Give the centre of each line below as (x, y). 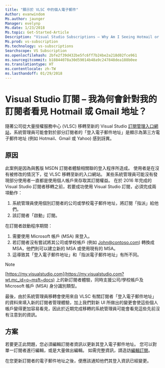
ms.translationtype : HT (29, 64)
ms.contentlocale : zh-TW (30, 69)
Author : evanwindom (25, 14)
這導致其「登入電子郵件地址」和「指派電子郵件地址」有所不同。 (77, 254)
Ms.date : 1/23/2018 (25, 28)
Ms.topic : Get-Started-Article (37, 32)
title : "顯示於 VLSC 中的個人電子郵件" (42, 10)
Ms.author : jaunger (25, 19)
